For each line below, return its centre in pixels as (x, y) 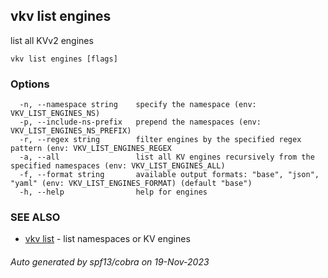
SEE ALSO (35, 217)
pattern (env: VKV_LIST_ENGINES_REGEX (91, 149)
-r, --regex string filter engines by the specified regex (160, 140)
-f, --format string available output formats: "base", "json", (169, 175)
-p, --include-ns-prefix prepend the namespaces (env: (140, 122)
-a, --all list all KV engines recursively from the (167, 157)
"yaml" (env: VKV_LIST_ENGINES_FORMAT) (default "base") (131, 184)
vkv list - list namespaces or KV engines (107, 239)
